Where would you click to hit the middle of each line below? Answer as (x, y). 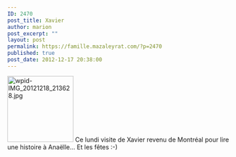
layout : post (26, 40)
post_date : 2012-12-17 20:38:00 (55, 60)
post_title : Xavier (36, 20)
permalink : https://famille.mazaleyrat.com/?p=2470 (85, 46)
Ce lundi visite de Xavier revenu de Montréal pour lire (152, 139)
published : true (31, 54)
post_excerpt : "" (33, 33)
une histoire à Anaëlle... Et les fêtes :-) (63, 147)
